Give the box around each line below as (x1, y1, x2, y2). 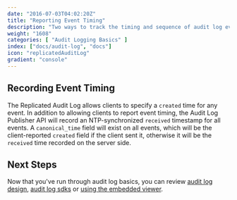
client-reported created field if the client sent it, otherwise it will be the (7, 131, 212, 139)
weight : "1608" (7, 30, 52, 37)
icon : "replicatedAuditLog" (7, 50, 90, 57)
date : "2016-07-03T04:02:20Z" (7, 10, 97, 18)
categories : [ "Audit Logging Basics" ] (7, 37, 128, 44)
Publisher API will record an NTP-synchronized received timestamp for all (7, 115, 221, 124)
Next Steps (7, 158, 57, 170)
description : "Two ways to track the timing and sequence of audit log (7, 23, 222, 30)
